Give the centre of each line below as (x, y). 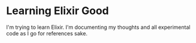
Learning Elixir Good (58, 11)
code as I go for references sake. (47, 33)
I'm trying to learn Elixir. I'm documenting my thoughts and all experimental (98, 27)
